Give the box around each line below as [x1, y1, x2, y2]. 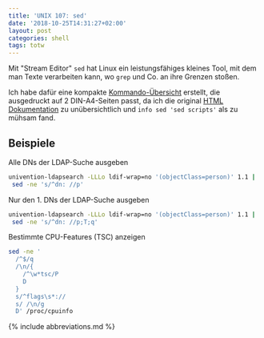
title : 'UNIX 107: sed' [8, 11, 88, 20]
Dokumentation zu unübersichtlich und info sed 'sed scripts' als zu [8, 105, 238, 115]
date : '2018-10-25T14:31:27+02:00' [8, 19, 127, 27]
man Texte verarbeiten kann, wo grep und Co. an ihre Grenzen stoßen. [8, 72, 240, 82]
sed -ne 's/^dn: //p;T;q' [11, 218, 98, 226]
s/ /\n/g [15, 300, 45, 308]
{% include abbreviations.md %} [8, 322, 116, 332]
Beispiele [8, 136, 56, 150]
